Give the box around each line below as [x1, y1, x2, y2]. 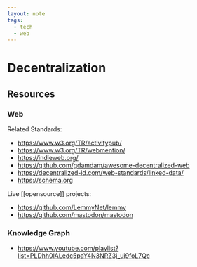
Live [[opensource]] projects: [7, 190, 92, 198]
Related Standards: [7, 125, 62, 133]
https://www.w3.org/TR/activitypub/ [17, 138, 122, 148]
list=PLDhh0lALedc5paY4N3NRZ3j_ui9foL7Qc [17, 252, 151, 260]
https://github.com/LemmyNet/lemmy [17, 203, 127, 211]
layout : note [7, 10, 46, 18]
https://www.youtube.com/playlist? [17, 244, 119, 253]
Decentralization [7, 60, 107, 76]
